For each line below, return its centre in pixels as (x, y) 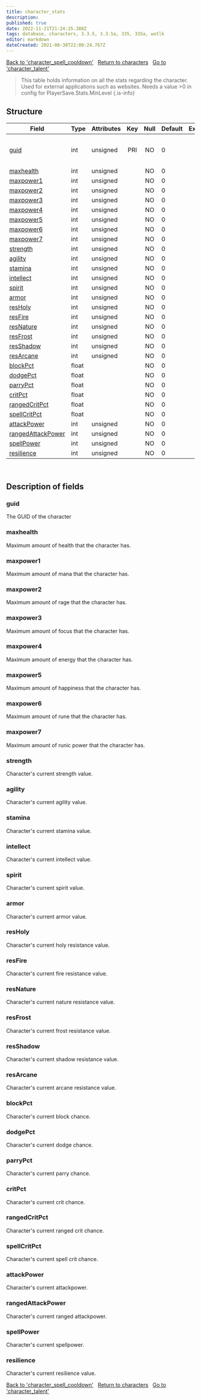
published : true (26, 23)
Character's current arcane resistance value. (61, 1088)
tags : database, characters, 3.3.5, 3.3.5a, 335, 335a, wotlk (85, 34)
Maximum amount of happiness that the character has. (74, 688)
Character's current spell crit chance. (52, 1259)
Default (172, 128)
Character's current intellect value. (49, 859)
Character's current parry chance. (48, 1174)
